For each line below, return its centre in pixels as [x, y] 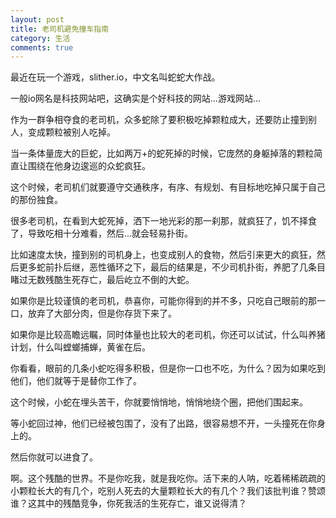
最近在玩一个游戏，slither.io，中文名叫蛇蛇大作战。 [115, 77]
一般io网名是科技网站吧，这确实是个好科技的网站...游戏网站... [135, 98]
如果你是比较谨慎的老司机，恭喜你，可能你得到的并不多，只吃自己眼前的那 [163, 301]
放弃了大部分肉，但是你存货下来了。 [102, 313]
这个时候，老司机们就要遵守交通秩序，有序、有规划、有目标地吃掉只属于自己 [168, 187]
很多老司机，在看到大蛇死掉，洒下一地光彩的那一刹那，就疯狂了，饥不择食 [163, 221]
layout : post [37, 19]
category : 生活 [40, 38]
